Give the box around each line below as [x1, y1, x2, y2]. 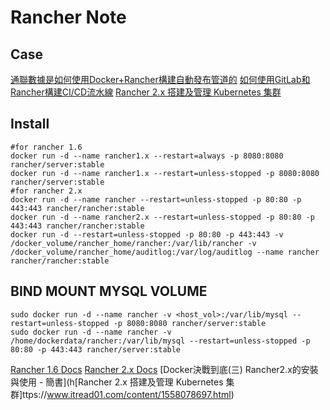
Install [10, 116, 50, 133]
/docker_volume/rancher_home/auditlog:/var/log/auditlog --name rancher [10, 247, 320, 257]
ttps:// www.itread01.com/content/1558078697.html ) [22, 388, 235, 400]
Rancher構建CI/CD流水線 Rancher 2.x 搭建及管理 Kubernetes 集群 [10, 86, 282, 98]
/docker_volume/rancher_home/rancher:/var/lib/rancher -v [10, 238, 257, 248]
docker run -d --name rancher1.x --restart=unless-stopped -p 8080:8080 [10, 168, 320, 178]
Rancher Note [10, 6, 127, 29]
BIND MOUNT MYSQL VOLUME [10, 283, 208, 300]
